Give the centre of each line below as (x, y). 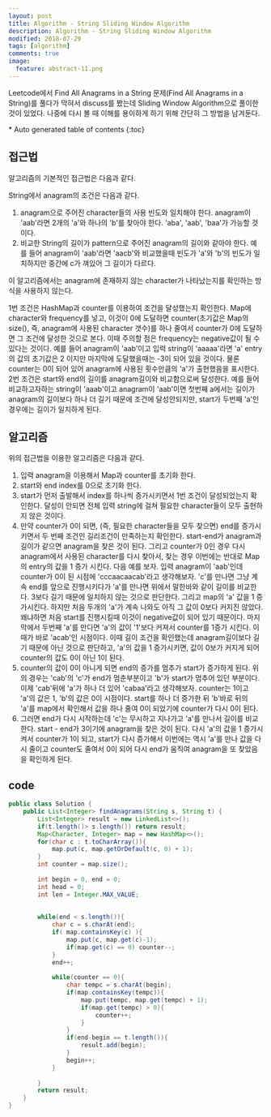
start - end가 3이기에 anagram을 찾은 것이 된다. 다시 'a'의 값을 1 (140, 729)
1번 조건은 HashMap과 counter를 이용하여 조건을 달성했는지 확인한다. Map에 (130, 307)
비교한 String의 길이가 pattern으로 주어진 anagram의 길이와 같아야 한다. (134, 243)
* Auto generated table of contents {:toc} (77, 129)
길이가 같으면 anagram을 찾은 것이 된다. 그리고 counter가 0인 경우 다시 (133, 546)
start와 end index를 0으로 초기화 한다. (80, 485)
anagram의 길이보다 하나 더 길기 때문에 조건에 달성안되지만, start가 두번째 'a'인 (134, 399)
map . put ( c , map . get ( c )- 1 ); (112, 939)
